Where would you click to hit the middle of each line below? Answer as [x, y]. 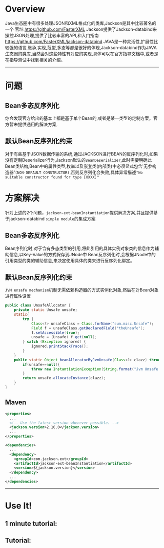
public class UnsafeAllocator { [38, 306]
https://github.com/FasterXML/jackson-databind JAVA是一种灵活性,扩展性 [80, 41]
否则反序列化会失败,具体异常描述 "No [107, 172]
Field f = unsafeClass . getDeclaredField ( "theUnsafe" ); [88, 328]
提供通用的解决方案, [38, 124]
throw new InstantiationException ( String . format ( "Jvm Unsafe [95, 369]
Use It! [19, 506]
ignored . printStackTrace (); [60, 346]
